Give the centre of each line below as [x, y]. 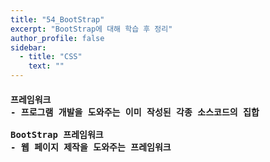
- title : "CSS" [51, 57]
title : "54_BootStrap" [57, 19]
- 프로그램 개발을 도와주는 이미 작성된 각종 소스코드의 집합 [135, 112]
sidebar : [28, 47]
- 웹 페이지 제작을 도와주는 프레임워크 [91, 147]
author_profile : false [57, 38]
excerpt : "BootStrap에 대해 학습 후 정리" [91, 29]
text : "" [46, 66]
